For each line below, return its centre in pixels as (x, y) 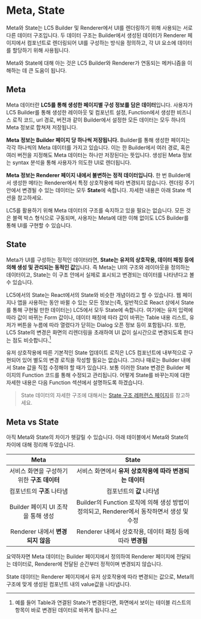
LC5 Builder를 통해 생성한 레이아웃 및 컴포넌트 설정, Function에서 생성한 (91, 112)
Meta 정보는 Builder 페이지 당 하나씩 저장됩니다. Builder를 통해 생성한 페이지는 (98, 140)
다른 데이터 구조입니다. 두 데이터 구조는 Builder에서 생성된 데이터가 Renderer (96, 35)
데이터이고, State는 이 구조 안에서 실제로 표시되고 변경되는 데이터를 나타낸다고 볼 (100, 274)
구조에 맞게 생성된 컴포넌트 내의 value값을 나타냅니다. (69, 584)
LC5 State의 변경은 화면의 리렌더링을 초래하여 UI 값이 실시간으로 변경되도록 (94, 332)
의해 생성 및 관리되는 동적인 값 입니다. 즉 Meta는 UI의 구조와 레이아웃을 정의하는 (98, 267)
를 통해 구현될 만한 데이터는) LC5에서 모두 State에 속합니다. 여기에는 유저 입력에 (100, 309)
